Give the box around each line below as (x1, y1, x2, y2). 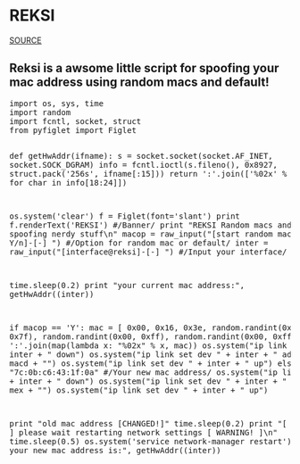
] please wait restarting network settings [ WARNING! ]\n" (9, 427, 279, 437)
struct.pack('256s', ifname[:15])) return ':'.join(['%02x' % (9, 169, 287, 178)
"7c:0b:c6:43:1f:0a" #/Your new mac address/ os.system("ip (9, 367, 279, 377)
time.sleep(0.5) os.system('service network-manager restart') (9, 436, 292, 446)
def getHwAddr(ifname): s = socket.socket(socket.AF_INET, (9, 151, 274, 161)
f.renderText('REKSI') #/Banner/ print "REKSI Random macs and (9, 220, 292, 230)
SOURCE (9, 35, 42, 46)
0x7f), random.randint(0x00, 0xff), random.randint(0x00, (9, 331, 269, 342)
